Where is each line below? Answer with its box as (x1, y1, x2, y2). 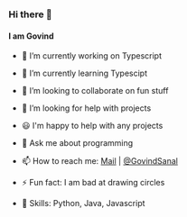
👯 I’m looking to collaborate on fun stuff (21, 86, 169, 96)
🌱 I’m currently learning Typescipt (21, 68, 148, 79)
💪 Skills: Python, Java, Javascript (21, 198, 145, 209)
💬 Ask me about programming (21, 138, 134, 149)
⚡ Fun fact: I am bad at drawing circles (21, 177, 165, 188)
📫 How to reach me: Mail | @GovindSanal (21, 156, 178, 167)
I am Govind (8, 31, 55, 41)
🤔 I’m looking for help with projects (21, 103, 152, 113)
